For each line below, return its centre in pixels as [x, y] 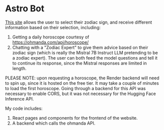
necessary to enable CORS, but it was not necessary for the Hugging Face [81, 94]
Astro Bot [25, 9]
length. [19, 68]
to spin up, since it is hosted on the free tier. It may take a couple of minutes [82, 83]
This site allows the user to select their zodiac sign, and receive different [79, 22]
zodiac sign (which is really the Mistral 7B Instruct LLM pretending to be [85, 53]
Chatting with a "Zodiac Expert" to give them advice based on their [80, 47]
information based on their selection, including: [53, 27]
